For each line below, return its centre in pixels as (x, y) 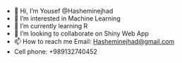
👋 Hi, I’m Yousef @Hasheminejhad (63, 11)
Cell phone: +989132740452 (55, 52)
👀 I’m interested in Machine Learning (67, 18)
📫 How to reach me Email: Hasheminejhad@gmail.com (94, 41)
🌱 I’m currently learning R (51, 26)
